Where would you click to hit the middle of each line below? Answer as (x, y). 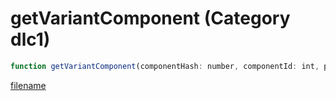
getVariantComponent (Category (150, 18)
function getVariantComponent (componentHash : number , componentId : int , (165, 66)
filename (28, 85)
